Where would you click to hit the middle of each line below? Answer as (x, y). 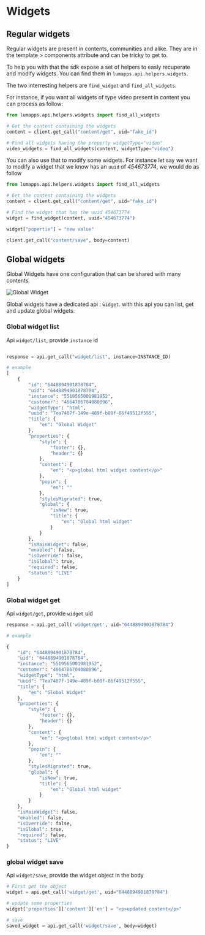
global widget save (35, 862)
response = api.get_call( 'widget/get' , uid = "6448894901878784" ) (90, 624)
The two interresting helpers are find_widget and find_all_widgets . (91, 85)
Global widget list (33, 327)
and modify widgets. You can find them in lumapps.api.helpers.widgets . (97, 74)
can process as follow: (35, 104)
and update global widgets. (41, 311)
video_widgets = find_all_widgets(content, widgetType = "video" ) (90, 148)
